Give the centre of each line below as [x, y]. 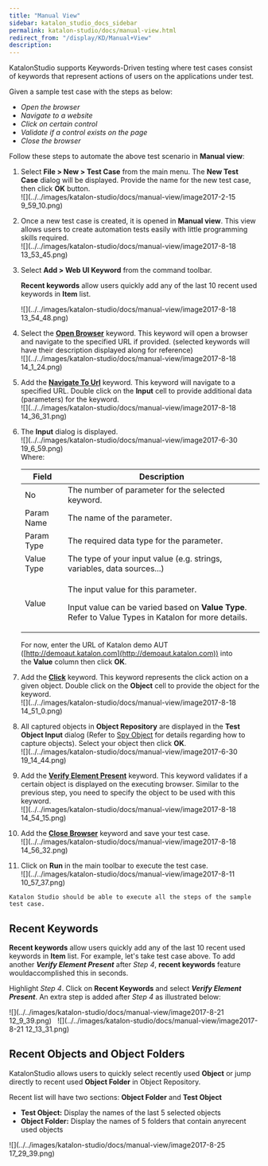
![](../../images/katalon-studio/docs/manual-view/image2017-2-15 [128, 197]
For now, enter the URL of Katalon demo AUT [94, 645]
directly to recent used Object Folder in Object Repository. [105, 1082]
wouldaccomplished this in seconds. [69, 973]
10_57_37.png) [43, 883]
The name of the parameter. [120, 518]
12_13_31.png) [47, 1029]
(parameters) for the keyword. [70, 399]
